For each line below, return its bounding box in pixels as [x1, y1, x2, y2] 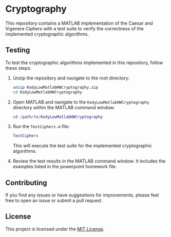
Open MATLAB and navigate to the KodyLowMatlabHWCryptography [12, 98, 150, 105]
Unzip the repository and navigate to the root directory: [12, 75, 130, 81]
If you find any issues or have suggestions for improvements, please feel [5, 192, 159, 198]
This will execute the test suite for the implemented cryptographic [12, 143, 153, 149]
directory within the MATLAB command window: [12, 104, 116, 110]
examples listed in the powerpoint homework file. [12, 164, 117, 170]
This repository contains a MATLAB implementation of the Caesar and [5, 20, 153, 26]
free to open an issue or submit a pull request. [5, 197, 103, 204]
